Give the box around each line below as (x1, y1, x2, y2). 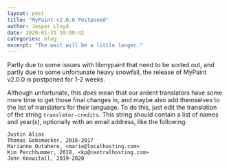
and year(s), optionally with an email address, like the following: (7, 118, 188, 125)
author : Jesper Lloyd (7, 23, 69, 29)
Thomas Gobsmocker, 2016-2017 (7, 137, 94, 144)
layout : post (7, 10, 45, 17)
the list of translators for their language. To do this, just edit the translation (7, 104, 217, 111)
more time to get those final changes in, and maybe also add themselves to (7, 96, 220, 104)
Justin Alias (7, 131, 45, 138)
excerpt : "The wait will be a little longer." (7, 42, 143, 49)
